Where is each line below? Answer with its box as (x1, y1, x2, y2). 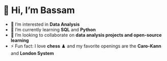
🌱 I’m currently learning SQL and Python (10, 26, 96, 32)
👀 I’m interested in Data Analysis (10, 21, 80, 27)
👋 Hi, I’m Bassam (3, 5, 75, 16)
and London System (10, 50, 54, 56)
